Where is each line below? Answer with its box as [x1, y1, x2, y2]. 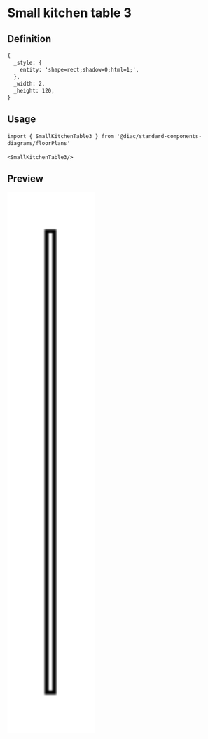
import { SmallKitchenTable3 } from [7, 133, 114, 140]
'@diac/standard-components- [116, 133, 202, 140]
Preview [7, 173, 44, 185]
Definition [7, 33, 51, 45]
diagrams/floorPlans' [7, 140, 71, 147]
